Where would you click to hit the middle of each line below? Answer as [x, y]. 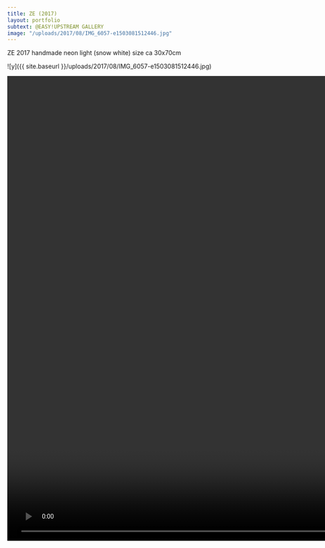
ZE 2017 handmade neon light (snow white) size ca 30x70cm [94, 53]
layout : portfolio [34, 20]
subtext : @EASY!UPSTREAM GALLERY [56, 26]
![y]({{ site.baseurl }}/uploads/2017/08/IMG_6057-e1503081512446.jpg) [109, 66]
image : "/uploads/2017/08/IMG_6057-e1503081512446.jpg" [90, 33]
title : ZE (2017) [32, 14]
